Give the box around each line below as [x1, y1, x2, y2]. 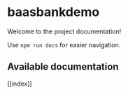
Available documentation [7, 61, 119, 73]
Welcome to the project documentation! [7, 27, 122, 36]
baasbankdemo [7, 4, 100, 20]
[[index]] [7, 79, 33, 88]
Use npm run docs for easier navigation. [7, 40, 121, 49]
